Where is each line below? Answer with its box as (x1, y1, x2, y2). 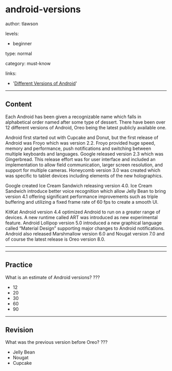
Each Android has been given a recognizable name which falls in (5, 113, 142, 120)
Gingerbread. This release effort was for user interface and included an (5, 156, 156, 162)
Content (5, 100, 32, 109)
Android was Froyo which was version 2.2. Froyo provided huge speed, (5, 140, 156, 146)
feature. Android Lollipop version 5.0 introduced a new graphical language (5, 220, 162, 226)
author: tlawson (5, 21, 38, 27)
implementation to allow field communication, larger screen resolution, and (5, 162, 163, 168)
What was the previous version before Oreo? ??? (5, 339, 108, 345)
